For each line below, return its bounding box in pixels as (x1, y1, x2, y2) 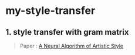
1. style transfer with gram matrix (5, 27, 129, 37)
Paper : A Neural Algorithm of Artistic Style (19, 42, 124, 49)
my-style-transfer (5, 4, 96, 17)
